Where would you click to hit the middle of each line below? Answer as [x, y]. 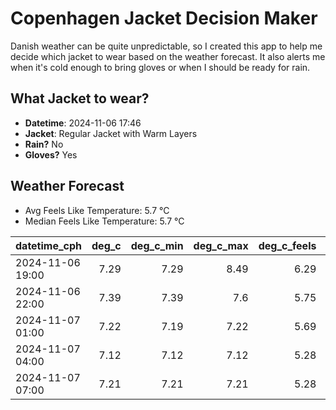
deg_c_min [157, 245]
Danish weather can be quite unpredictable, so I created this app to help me [166, 46]
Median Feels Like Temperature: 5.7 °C [104, 221]
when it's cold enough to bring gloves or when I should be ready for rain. [160, 67]
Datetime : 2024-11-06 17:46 [83, 123]
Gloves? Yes [51, 154]
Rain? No [44, 144]
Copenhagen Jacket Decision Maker [164, 18]
